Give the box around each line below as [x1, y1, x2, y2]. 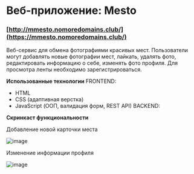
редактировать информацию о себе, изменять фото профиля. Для [6, 59, 178, 67]
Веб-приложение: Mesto [6, 4, 137, 18]
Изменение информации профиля [6, 149, 94, 156]
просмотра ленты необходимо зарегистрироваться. [6, 66, 142, 73]
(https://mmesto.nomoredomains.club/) [6, 33, 127, 41]
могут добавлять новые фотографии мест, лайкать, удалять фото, [6, 53, 176, 61]
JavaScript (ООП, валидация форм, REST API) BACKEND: [15, 102, 160, 110]
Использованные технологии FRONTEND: [6, 78, 117, 85]
